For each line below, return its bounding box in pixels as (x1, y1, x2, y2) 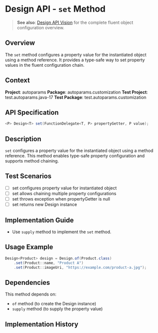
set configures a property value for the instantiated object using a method (5, 148, 154, 154)
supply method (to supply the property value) (12, 306, 103, 312)
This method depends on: (5, 291, 57, 297)
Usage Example (5, 243, 53, 251)
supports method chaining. (5, 158, 59, 164)
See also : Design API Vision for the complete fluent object (17, 19, 134, 25)
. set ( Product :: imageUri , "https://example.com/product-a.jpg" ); (14, 265, 147, 270)
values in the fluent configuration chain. (5, 62, 85, 68)
